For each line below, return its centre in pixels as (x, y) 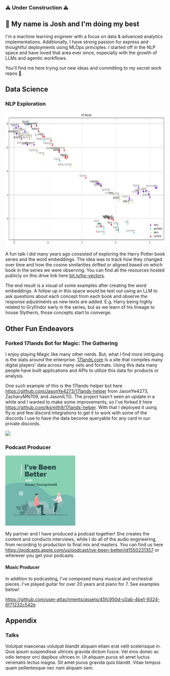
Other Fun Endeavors (39, 328)
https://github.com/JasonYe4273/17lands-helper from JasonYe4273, (77, 391)
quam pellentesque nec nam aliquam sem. (50, 668)
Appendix (21, 621)
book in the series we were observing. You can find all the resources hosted (85, 270)
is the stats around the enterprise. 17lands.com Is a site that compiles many (84, 360)
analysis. (15, 376)
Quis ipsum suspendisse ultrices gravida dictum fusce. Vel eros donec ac (82, 652)
